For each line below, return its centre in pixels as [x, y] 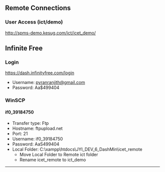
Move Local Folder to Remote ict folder [59, 154]
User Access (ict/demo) [34, 22]
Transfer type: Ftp [30, 123]
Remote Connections [38, 8]
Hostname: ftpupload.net [37, 128]
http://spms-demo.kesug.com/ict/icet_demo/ [51, 33]
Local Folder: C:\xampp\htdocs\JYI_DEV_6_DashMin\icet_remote [77, 149]
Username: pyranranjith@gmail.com [49, 83]
